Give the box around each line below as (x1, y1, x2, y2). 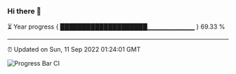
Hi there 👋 (7, 6, 42, 16)
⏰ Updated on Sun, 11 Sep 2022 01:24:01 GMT (7, 45, 141, 54)
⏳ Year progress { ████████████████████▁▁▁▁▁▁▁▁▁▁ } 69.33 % (7, 22, 225, 31)
